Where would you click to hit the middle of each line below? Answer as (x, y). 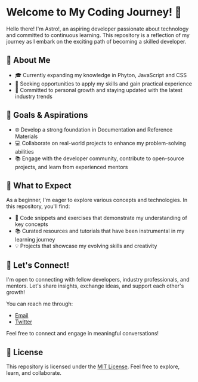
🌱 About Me (28, 60)
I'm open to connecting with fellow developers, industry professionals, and (98, 280)
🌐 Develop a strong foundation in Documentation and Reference (94, 129)
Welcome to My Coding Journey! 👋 (94, 12)
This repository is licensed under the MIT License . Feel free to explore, (93, 366)
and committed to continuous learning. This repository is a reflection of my (98, 35)
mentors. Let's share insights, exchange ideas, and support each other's (95, 286)
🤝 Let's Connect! (38, 265)
